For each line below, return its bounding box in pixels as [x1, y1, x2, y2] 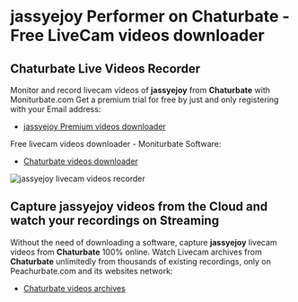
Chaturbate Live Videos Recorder [10, 61, 201, 76]
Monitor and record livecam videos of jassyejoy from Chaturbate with [10, 85, 270, 95]
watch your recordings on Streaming [10, 213, 219, 229]
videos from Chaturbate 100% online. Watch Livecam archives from [10, 246, 263, 257]
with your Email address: [10, 104, 101, 114]
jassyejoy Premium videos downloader [22, 121, 167, 132]
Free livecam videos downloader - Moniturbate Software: [10, 139, 222, 149]
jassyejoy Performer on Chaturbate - [10, 6, 290, 27]
